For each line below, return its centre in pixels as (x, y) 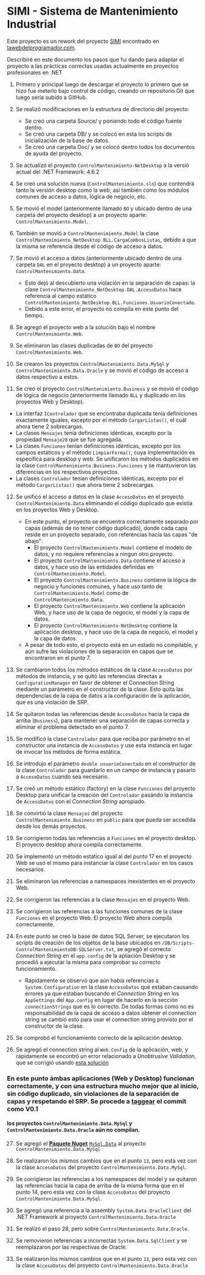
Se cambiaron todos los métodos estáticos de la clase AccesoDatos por (104, 670)
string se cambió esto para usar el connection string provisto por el (109, 1019)
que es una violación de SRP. (52, 702)
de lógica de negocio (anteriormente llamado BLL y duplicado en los (101, 395)
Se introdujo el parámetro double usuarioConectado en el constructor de (106, 763)
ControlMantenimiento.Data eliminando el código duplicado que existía (104, 503)
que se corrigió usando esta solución (62, 1062)
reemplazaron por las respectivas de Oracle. (71, 1247)
